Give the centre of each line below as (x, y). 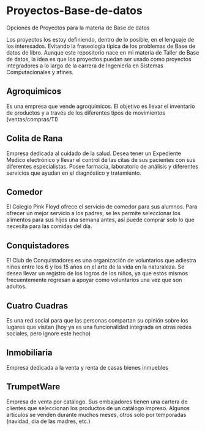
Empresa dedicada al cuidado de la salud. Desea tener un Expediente (94, 153)
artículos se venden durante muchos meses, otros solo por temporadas (96, 414)
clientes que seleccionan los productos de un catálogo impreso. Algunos (98, 408)
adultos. (17, 286)
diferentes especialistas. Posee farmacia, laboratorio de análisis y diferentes (102, 166)
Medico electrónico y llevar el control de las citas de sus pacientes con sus (101, 159)
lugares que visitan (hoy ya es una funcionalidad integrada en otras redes (99, 327)
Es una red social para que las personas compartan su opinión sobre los (97, 320)
